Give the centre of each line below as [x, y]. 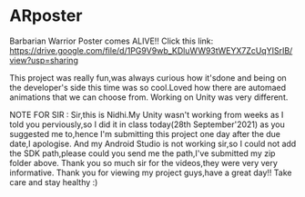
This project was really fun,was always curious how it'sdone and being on [148, 77]
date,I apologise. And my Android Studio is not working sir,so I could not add [153, 143]
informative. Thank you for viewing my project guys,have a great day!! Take [151, 172]
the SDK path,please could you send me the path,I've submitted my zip [142, 153]
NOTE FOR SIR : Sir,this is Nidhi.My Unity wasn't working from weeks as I [147, 114]
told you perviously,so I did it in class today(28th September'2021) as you [147, 124]
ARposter [46, 16]
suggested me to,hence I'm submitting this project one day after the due [145, 133]
